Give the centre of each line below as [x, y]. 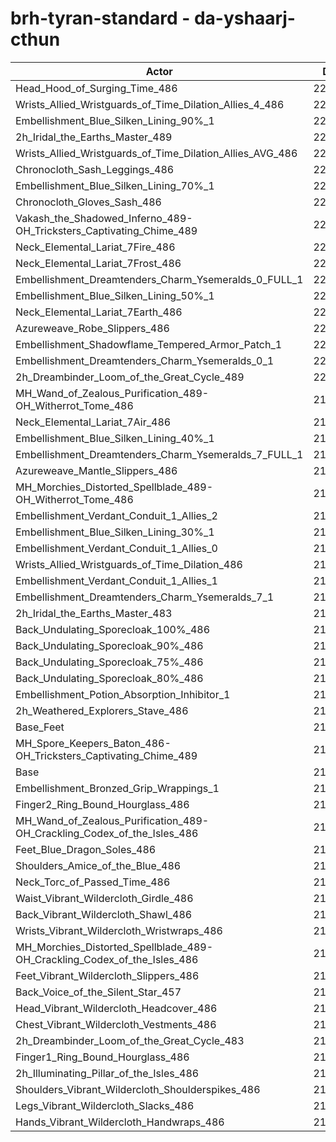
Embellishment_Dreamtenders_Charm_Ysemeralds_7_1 [145, 597]
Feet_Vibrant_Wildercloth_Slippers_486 [107, 975]
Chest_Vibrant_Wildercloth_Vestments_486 [116, 1024]
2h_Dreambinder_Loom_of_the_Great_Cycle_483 [130, 1040]
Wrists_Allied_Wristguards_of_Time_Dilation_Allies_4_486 [150, 104]
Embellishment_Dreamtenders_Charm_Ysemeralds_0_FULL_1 [159, 279]
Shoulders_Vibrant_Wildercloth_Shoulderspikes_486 [138, 1089]
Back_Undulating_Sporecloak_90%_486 [109, 645]
